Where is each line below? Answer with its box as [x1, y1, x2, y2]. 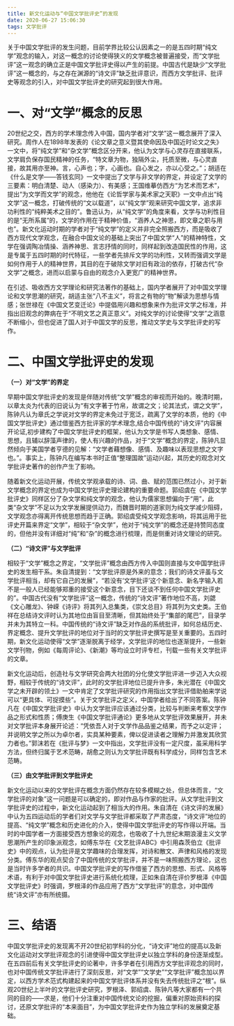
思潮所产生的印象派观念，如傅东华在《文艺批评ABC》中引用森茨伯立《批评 [7, 838, 221, 846]
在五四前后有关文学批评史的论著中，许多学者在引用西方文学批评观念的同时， [7, 959, 227, 968]
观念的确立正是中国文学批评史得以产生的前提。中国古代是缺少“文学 [28, 61, 221, 69]
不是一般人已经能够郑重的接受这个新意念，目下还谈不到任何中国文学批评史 [7, 585, 221, 594]
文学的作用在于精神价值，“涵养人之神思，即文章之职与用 [61, 216, 223, 225]
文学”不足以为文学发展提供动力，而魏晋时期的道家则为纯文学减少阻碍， [22, 503, 226, 512]
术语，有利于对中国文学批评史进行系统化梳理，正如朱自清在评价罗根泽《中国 [7, 873, 227, 881]
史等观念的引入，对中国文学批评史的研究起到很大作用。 [7, 78, 166, 86]
